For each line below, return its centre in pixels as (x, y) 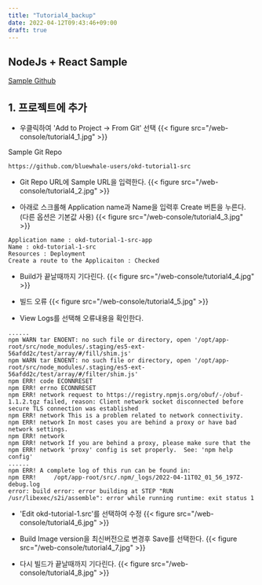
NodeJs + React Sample (68, 62)
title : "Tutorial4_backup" (52, 15)
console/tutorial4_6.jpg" (58, 522)
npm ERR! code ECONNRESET (50, 381)
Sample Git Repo (35, 152)
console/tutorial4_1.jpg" (57, 137)
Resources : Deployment (47, 254)
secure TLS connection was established (73, 409)
